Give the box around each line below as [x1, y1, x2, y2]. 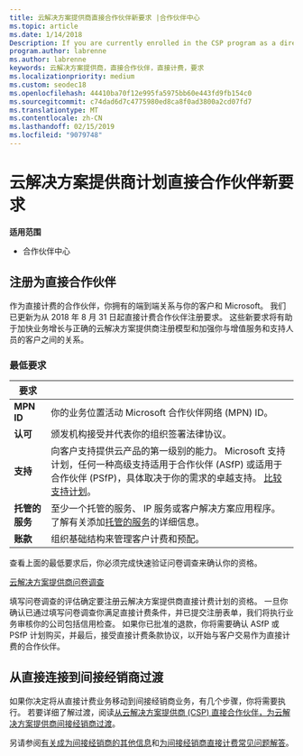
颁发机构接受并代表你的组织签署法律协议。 [50, 428, 232, 440]
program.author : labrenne [9, 47, 106, 56]
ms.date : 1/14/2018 [9, 30, 83, 39]
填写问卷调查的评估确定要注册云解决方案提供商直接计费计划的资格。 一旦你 [9, 595, 289, 606]
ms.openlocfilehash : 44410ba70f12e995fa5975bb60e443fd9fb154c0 [9, 88, 252, 97]
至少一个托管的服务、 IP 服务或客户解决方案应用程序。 [50, 502, 281, 514]
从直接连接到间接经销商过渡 [9, 669, 164, 686]
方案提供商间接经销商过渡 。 [16, 718, 120, 729]
